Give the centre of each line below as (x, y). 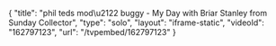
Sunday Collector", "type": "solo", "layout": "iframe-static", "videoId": (136, 23)
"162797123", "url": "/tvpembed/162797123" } (92, 32)
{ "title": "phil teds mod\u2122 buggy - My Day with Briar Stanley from (138, 13)
